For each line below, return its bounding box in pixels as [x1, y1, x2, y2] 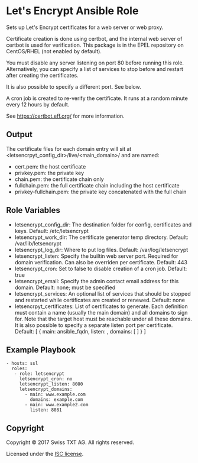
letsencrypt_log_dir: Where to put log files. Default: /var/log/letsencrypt [14, 246, 189, 253]
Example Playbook [6, 345, 76, 355]
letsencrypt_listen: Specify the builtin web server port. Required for [14, 252, 178, 260]
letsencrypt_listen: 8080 [19, 381, 83, 387]
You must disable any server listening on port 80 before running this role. [6, 59, 184, 66]
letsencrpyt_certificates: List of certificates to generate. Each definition [14, 303, 188, 310]
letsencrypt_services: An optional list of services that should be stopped [14, 290, 191, 297]
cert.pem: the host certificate [14, 163, 86, 170]
